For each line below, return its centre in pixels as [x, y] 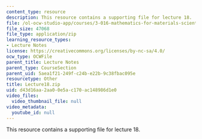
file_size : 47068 [28, 29]
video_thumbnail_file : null [47, 101]
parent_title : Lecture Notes [43, 62]
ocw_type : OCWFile [29, 57]
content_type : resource [36, 12]
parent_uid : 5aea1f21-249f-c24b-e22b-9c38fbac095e [71, 73]
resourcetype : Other [32, 79]
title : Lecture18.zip [33, 85]
